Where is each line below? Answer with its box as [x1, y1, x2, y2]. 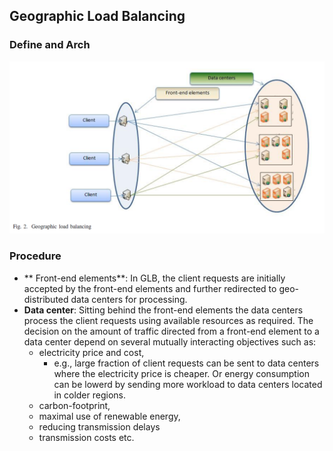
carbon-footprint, [38, 399, 111, 411]
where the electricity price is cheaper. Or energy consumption [53, 367, 310, 379]
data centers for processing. [70, 293, 188, 305]
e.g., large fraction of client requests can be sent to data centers [53, 357, 320, 369]
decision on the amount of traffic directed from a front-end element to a [23, 325, 320, 337]
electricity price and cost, [38, 346, 145, 358]
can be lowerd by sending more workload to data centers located [53, 378, 323, 390]
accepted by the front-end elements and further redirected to [23, 282, 277, 294]
